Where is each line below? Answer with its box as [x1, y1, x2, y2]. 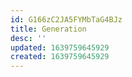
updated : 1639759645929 [10, 42, 110, 53]
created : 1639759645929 [10, 52, 110, 62]
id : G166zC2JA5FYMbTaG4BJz [10, 14, 123, 25]
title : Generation [10, 24, 87, 34]
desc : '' [10, 33, 47, 43]
